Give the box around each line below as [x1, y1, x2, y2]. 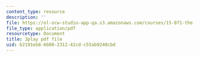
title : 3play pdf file [6, 36, 62, 42]
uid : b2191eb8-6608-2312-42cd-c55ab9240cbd [6, 42, 116, 48]
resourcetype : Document [6, 31, 65, 37]
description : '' [6, 14, 46, 20]
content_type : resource [6, 8, 65, 15]
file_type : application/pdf [6, 25, 76, 31]
